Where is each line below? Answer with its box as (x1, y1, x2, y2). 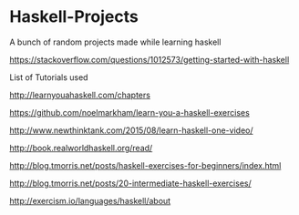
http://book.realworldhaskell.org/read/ (9, 142, 153, 153)
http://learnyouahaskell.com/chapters (9, 89, 150, 100)
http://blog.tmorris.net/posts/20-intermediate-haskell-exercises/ (9, 178, 253, 189)
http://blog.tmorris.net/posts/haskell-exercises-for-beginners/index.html (9, 159, 282, 170)
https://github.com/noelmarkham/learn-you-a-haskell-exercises (9, 107, 251, 118)
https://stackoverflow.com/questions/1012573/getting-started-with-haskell (9, 54, 290, 65)
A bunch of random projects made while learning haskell (9, 36, 222, 47)
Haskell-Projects (9, 6, 139, 27)
